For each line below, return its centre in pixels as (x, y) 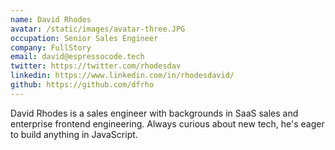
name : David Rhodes (51, 19)
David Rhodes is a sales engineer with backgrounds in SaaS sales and (154, 113)
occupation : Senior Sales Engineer (84, 38)
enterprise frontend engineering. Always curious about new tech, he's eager (167, 123)
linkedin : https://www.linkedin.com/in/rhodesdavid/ (122, 76)
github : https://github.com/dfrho (82, 85)
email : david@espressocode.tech (77, 57)
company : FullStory (51, 47)
